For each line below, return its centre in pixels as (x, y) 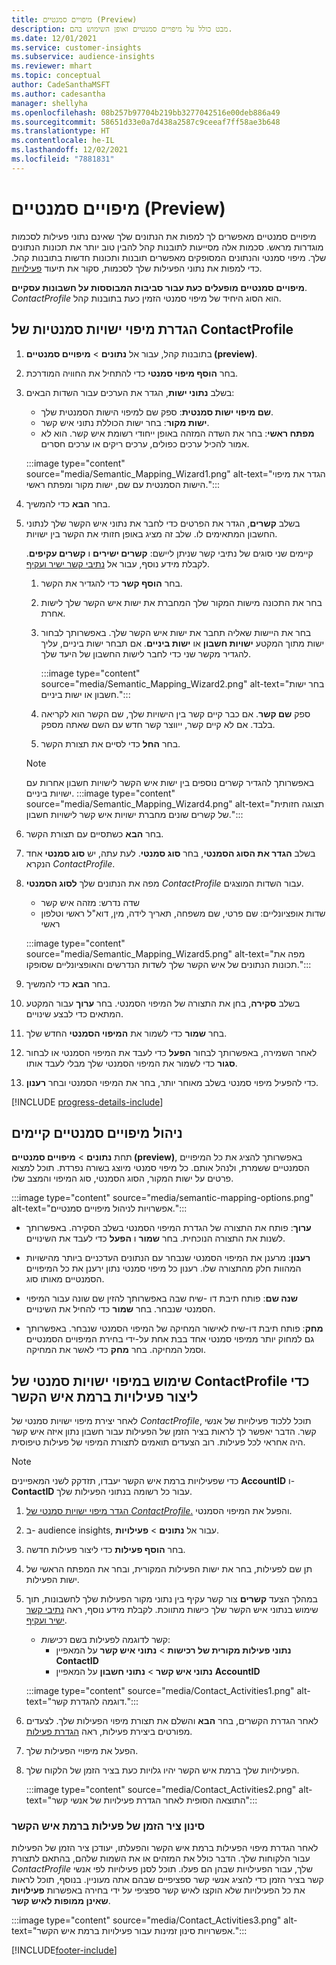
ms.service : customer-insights (76, 47)
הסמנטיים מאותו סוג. (65, 1279)
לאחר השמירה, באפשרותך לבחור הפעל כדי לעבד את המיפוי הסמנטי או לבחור (171, 1052)
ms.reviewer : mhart (52, 66)
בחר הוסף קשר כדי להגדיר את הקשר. (111, 583)
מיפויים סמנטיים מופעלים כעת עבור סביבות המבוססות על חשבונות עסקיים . (159, 287)
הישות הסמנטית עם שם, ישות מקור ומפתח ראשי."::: (123, 484)
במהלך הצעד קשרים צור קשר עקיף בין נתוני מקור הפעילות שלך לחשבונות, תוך (171, 1599)
